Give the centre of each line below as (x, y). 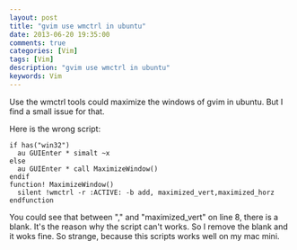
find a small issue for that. (57, 111)
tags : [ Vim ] (31, 59)
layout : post (34, 18)
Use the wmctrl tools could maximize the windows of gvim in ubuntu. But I (146, 102)
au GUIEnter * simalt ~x (64, 153)
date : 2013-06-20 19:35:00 (60, 34)
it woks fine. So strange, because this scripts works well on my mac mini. (144, 236)
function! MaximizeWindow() (62, 184)
